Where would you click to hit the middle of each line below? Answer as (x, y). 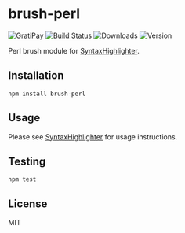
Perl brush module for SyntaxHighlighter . (74, 50)
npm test (22, 179)
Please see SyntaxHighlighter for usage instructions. (93, 137)
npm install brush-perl (47, 94)
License (28, 203)
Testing (27, 161)
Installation (36, 76)
